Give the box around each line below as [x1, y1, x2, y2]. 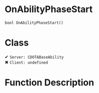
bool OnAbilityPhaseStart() [5, 20, 64, 25]
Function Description [5, 77, 94, 88]
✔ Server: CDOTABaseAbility [5, 54, 64, 60]
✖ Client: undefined [5, 59, 48, 65]
